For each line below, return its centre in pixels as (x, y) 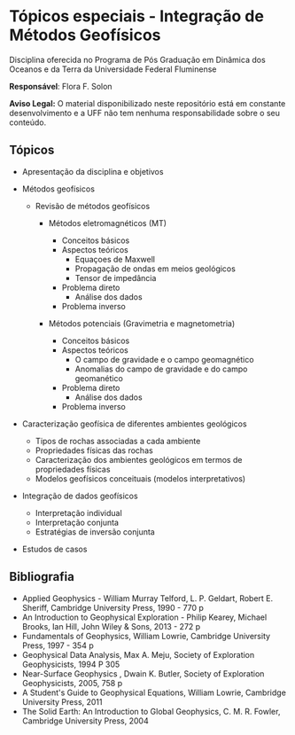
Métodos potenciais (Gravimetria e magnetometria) (142, 323)
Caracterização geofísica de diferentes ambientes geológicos (134, 424)
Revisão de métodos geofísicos (93, 206)
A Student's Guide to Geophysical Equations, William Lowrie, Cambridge (154, 692)
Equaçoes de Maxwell (115, 259)
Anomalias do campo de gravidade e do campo (161, 369)
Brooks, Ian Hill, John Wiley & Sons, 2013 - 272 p (111, 626)
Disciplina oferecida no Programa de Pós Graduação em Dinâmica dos (137, 59)
